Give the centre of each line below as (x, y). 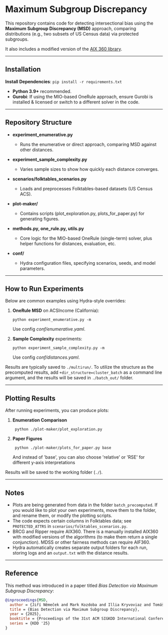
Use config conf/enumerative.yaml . (49, 329)
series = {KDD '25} (30, 623)
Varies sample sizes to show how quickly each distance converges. (89, 169)
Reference (22, 573)
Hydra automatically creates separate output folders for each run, (80, 548)
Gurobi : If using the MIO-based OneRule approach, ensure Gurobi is (83, 96)
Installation (23, 70)
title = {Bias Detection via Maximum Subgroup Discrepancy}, (75, 609)
